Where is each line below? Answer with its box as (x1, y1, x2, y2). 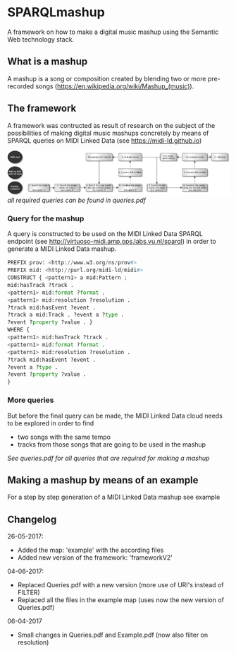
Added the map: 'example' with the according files (17, 546, 164, 555)
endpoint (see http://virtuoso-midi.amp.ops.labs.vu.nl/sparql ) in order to (7, 237, 217, 246)
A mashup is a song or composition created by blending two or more (7, 74, 206, 83)
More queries (7, 395, 54, 405)
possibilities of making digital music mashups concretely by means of (7, 129, 209, 137)
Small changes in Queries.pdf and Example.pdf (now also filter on (17, 630, 209, 640)
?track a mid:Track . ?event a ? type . (7, 312, 125, 319)
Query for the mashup (7, 213, 85, 223)
